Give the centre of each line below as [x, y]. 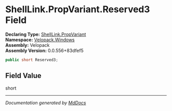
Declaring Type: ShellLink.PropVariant [46, 34]
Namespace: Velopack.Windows [40, 40]
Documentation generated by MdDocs [46, 102]
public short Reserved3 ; [32, 60]
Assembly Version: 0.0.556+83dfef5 [45, 50]
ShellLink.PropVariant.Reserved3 [78, 9]
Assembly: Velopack [28, 45]
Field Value [24, 76]
